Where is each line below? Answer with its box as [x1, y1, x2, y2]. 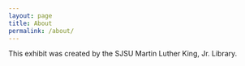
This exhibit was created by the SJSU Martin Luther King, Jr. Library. [8, 49, 238, 59]
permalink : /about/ [8, 27, 75, 35]
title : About [8, 19, 53, 27]
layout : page [8, 11, 53, 20]
